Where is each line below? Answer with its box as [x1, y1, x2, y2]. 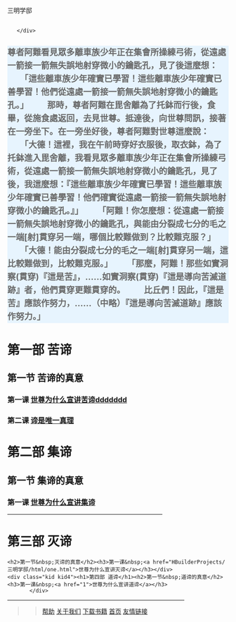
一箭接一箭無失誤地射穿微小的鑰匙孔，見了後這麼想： [7, 59, 218, 71]
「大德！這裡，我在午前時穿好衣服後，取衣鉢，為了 [24, 139, 223, 150]
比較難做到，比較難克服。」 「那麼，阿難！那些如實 [7, 258, 220, 269]
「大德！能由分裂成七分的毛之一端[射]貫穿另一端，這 [24, 244, 228, 256]
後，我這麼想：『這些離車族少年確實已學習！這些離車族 [7, 178, 223, 190]
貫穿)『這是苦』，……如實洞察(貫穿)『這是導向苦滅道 [18, 270, 227, 282]
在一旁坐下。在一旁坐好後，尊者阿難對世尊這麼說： [7, 125, 209, 137]
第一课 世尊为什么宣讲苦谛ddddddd [7, 395, 128, 405]
